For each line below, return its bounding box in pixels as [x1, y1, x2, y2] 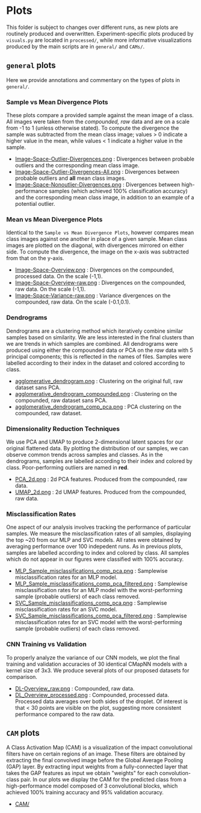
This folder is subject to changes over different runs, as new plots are [6, 24, 179, 31]
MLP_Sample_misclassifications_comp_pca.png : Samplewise [14, 567, 168, 575]
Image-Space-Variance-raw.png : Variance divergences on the [14, 292, 171, 299]
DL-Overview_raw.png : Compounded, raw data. [14, 684, 135, 692]
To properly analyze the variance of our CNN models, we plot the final [6, 654, 180, 661]
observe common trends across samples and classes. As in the [6, 451, 163, 458]
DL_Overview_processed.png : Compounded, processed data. [14, 691, 170, 698]
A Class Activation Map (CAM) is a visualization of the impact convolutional [6, 744, 193, 751]
